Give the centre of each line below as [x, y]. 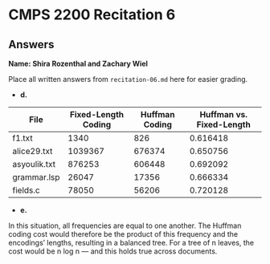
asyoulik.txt [34, 164]
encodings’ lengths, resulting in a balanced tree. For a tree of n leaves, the [131, 243]
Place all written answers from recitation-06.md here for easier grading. [128, 79]
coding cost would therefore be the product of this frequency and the [123, 234]
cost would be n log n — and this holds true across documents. [113, 251]
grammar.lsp [36, 177]
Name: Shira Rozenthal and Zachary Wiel [78, 63]
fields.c [26, 190]
